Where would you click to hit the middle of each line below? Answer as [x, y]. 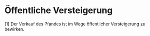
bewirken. [15, 29]
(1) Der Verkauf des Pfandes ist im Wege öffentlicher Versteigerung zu [75, 24]
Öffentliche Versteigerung [59, 10]
